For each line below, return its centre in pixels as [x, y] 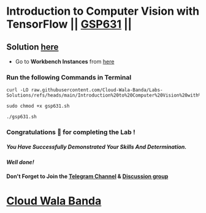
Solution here [32, 47]
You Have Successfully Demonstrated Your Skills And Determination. [97, 147]
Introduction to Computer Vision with [103, 11]
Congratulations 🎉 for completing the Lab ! [71, 132]
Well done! [21, 162]
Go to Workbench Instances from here [65, 62]
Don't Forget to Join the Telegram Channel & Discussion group [87, 176]
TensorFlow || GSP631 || [69, 24]
